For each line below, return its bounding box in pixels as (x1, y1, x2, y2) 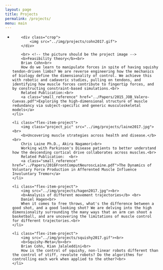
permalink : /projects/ (5, 16, 51, 21)
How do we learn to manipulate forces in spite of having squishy (21, 65, 159, 70)
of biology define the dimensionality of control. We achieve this (12, 74, 152, 78)
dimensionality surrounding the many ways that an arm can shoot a (12, 210, 152, 215)
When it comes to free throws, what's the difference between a (21, 201, 154, 206)
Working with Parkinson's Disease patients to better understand (21, 146, 157, 151)
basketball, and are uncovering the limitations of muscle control (12, 214, 152, 219)
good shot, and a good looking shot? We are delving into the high (12, 206, 152, 211)
